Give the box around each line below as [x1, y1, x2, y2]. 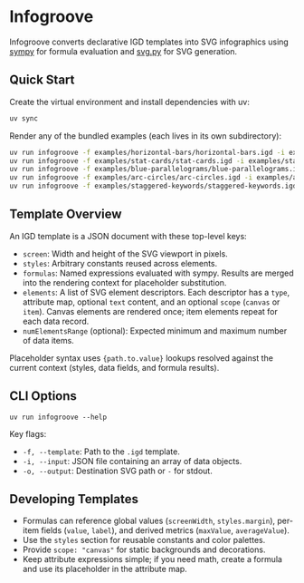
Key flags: [9, 428, 47, 439]
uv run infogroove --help [9, 413, 107, 422]
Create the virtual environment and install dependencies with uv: [9, 96, 251, 107]
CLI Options [9, 388, 77, 404]
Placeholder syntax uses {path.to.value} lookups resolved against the [9, 352, 274, 364]
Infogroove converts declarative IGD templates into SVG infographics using [9, 36, 290, 47]
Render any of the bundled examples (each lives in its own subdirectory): [9, 130, 282, 141]
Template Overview [9, 207, 122, 222]
